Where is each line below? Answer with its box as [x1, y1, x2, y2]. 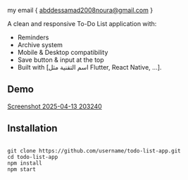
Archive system [17, 41, 63, 49]
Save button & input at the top [17, 56, 104, 64]
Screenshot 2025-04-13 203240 [7, 102, 102, 110]
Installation [7, 122, 58, 134]
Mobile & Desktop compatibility [17, 49, 108, 56]
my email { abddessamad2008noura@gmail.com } [7, 6, 153, 14]
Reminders [17, 33, 49, 41]
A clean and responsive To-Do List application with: [7, 20, 157, 27]
